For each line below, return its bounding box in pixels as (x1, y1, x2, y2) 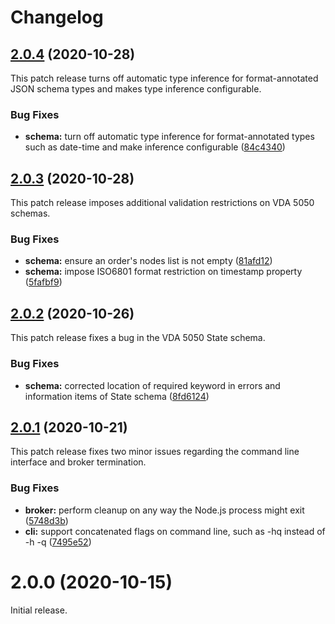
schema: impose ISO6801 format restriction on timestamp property (24, 266, 303, 278)
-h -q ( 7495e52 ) (24, 536, 92, 548)
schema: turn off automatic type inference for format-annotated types (24, 131, 315, 143)
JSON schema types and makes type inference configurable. (10, 83, 262, 95)
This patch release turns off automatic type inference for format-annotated (10, 72, 319, 84)
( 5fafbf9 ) (24, 276, 63, 288)
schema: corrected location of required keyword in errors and (24, 379, 281, 391)
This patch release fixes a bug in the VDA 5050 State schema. (10, 332, 266, 344)
